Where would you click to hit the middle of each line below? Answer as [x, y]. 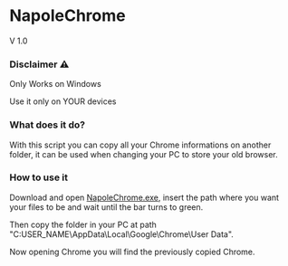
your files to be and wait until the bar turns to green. [106, 207]
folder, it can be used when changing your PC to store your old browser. [144, 154]
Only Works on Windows [55, 84]
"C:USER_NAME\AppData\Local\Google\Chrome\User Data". [121, 234]
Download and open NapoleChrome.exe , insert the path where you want [144, 197]
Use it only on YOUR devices [63, 101]
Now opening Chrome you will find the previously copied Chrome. [132, 252]
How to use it [38, 177]
